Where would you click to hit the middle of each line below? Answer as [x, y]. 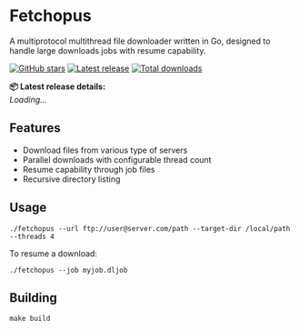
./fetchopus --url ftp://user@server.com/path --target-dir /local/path [150, 228]
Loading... [28, 99]
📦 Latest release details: [58, 86]
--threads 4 [32, 236]
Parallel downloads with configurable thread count [117, 159]
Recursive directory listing [71, 179]
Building [33, 298]
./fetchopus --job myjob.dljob [69, 270]
